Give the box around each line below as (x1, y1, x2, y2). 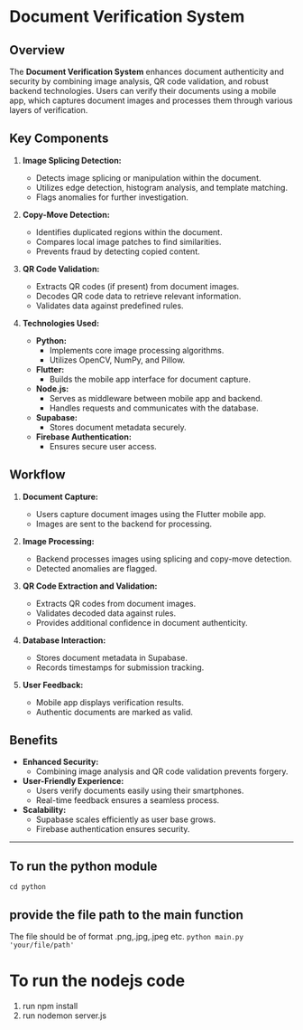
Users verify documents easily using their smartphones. (35, 785, 244, 797)
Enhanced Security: (22, 757, 99, 768)
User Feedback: (22, 679, 84, 690)
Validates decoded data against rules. (35, 608, 177, 619)
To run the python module (9, 858, 158, 874)
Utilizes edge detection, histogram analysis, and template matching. (35, 182, 289, 193)
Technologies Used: (22, 317, 100, 328)
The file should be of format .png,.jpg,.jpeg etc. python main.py (9, 931, 243, 942)
